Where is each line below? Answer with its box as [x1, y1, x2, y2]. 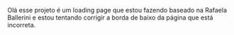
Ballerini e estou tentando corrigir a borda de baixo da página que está [7, 13, 213, 22]
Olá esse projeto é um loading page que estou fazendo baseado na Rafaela [7, 6, 228, 14]
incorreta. [7, 21, 36, 29]
